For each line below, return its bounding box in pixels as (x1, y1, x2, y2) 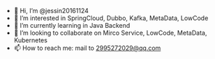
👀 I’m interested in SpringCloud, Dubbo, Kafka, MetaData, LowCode (13, 14, 209, 22)
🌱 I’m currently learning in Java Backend (13, 22, 131, 29)
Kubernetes (13, 36, 47, 44)
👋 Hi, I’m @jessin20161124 (13, 7, 89, 15)
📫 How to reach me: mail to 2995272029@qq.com (13, 44, 161, 52)
